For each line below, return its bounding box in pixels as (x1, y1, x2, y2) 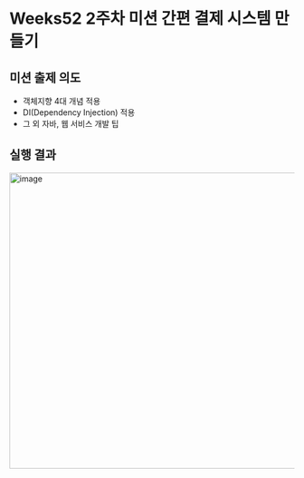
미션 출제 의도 (9, 70, 81, 85)
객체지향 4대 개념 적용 (22, 96, 101, 106)
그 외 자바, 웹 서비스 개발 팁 (22, 119, 119, 129)
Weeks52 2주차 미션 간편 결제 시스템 (9, 8, 271, 29)
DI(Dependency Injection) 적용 (22, 107, 136, 118)
